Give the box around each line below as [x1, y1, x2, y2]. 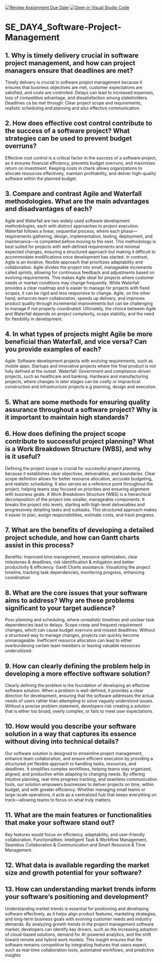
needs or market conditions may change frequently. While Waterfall [5, 280, 139, 285]
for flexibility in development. [5, 316, 63, 322]
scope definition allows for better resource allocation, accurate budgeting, [5, 475, 153, 481]
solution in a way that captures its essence [5, 730, 137, 738]
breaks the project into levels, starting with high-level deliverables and [5, 501, 145, 508]
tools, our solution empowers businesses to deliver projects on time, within [5, 781, 154, 787]
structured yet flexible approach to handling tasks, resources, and [5, 761, 136, 767]
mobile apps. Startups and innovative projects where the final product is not [5, 363, 156, 369]
